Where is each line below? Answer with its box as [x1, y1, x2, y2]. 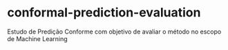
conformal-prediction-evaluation [7, 5, 201, 21]
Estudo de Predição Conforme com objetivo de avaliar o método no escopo [7, 27, 222, 36]
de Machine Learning [7, 34, 68, 42]
